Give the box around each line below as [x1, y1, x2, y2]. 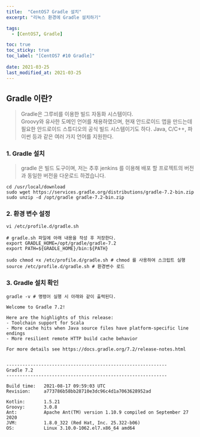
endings [6, 331, 26, 337]
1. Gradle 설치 [6, 150, 45, 158]
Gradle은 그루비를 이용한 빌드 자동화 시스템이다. [20, 111, 134, 118]
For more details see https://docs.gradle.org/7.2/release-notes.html [6, 346, 186, 352]
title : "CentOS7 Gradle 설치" [6, 8, 82, 15]
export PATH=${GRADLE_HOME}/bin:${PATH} [6, 245, 109, 251]
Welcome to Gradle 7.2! [6, 304, 66, 310]
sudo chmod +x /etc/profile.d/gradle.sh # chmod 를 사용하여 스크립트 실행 [6, 257, 186, 263]
